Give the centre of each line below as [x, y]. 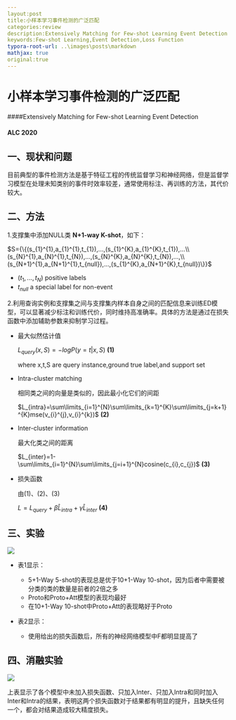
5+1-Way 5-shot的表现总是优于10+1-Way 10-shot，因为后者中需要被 [126, 580]
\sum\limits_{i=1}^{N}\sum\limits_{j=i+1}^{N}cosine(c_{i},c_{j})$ [109, 465]
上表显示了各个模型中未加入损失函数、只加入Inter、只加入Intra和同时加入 [113, 692]
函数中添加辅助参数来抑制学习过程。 [60, 320]
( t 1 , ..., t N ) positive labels [52, 278]
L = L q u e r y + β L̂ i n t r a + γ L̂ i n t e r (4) [63, 509]
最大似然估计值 [39, 336]
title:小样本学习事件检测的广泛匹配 [53, 20]
